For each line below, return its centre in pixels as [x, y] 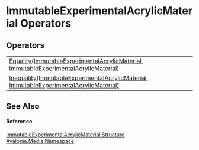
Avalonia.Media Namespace [40, 141]
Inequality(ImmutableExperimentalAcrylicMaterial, [78, 78]
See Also [23, 107]
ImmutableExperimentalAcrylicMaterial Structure [65, 135]
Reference [19, 121]
